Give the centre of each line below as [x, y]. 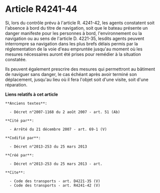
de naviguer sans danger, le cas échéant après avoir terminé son [71, 74]
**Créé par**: [20, 155]
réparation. [16, 84]
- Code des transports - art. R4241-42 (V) [55, 185]
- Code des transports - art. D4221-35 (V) [55, 181]
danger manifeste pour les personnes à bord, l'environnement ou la [74, 33]
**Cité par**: [20, 120]
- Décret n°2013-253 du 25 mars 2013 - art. [56, 164]
